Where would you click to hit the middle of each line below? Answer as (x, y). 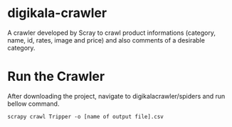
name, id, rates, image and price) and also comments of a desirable (106, 40)
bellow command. (33, 104)
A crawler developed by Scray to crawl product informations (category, (111, 33)
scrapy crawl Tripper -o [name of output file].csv (85, 116)
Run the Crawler (56, 77)
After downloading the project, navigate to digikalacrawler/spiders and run (116, 96)
